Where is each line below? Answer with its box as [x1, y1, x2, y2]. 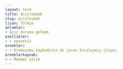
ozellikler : [5, 34, 29, 39]
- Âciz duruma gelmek [5, 30, 49, 34]
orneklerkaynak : [5, 52, 38, 57]
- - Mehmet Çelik [5, 57, 41, 62]
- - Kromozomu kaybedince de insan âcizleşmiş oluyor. [5, 48, 119, 52]
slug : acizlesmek [5, 16, 41, 21]
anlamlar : [5, 25, 25, 30]
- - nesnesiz [5, 39, 32, 44]
